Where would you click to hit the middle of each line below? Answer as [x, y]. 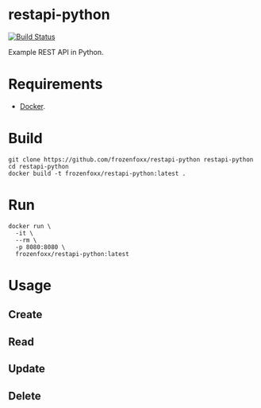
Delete [25, 396]
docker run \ [30, 226]
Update [27, 369]
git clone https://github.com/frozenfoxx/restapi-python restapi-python [131, 159]
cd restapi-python [38, 166]
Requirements [56, 84]
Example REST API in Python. [56, 52]
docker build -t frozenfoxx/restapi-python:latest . [97, 173]
